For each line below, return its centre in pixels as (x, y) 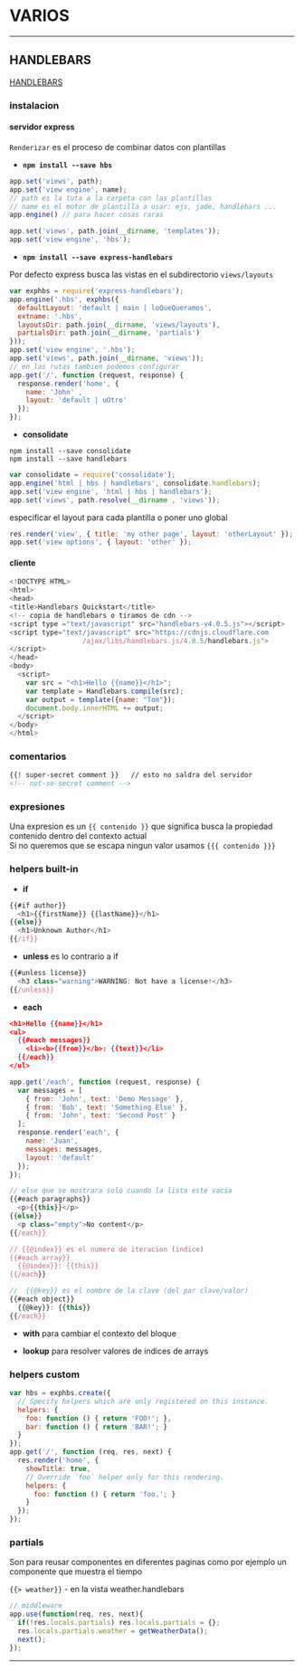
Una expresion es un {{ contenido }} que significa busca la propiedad (141, 826)
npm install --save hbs (67, 165)
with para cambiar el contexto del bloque (99, 1333)
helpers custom (44, 1374)
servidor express (42, 127)
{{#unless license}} (48, 973)
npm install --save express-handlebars (98, 258)
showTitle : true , (58, 1468)
